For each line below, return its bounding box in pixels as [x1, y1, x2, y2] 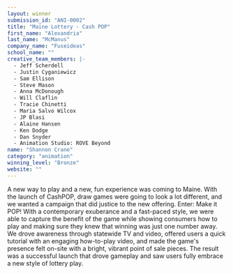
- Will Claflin [13, 95, 58, 102]
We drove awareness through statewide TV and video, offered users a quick [7, 229, 226, 238]
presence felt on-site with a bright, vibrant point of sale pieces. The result [7, 244, 219, 252]
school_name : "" [7, 50, 54, 56]
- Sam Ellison [13, 75, 54, 82]
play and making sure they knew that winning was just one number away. [7, 222, 218, 230]
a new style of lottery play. [7, 259, 84, 267]
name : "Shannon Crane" [7, 146, 73, 153]
